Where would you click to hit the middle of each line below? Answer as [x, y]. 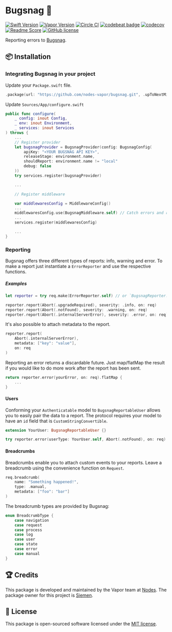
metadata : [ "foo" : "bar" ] [42, 492]
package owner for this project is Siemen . [49, 595]
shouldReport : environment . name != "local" [71, 161]
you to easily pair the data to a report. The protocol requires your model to [83, 415]
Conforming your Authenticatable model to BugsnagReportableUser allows [83, 410]
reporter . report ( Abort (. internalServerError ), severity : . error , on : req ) [87, 315]
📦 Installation [28, 57]
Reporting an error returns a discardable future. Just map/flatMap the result [85, 362]
